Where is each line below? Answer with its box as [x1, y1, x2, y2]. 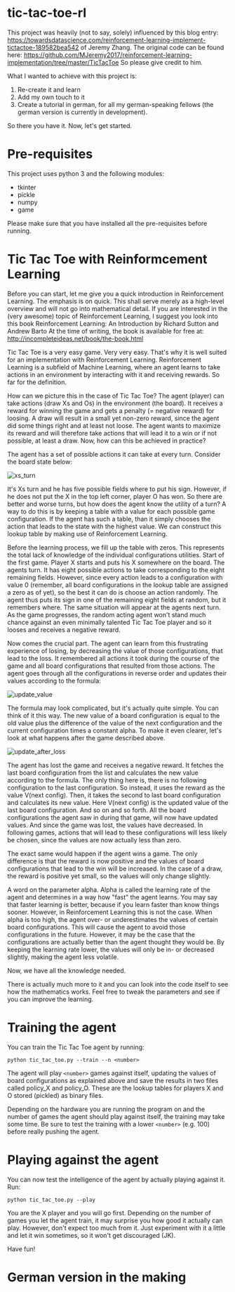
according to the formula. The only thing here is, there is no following [7, 775, 207, 784]
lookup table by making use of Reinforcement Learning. [7, 529, 168, 538]
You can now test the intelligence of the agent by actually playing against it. [7, 1175, 226, 1184]
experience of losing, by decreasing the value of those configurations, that [7, 646, 223, 655]
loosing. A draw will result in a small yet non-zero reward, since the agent [7, 414, 220, 422]
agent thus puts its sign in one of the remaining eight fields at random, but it [7, 595, 227, 604]
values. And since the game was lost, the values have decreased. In [7, 821, 203, 829]
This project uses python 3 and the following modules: [7, 169, 165, 177]
